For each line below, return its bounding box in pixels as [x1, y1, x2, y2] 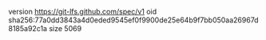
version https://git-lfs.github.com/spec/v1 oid [8, 7, 157, 16]
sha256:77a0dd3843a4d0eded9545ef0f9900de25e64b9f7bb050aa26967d [8, 15, 259, 25]
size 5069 [49, 24, 82, 33]
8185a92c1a [8, 24, 48, 33]
